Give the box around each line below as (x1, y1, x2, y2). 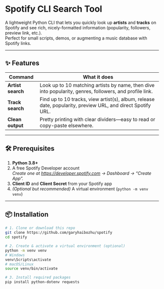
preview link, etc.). (5, 30, 42, 36)
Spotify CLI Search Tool (5, 3, 102, 15)
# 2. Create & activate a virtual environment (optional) (5, 244, 125, 248)
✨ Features (5, 59, 40, 67)
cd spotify (5, 235, 27, 240)
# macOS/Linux (5, 262, 34, 267)
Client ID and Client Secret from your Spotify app (12, 181, 112, 186)
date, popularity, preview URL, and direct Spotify (40, 102, 151, 108)
